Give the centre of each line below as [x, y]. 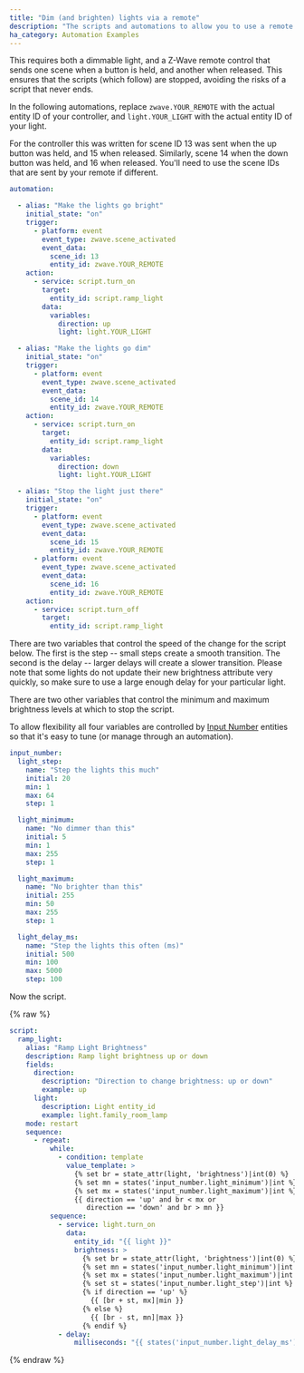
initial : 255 [50, 896]
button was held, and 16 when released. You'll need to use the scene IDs [145, 163]
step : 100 [44, 979]
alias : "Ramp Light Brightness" [86, 1047]
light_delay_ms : [48, 937]
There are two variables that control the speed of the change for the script [148, 644]
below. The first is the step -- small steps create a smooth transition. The [145, 653]
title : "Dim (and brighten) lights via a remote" [105, 18]
